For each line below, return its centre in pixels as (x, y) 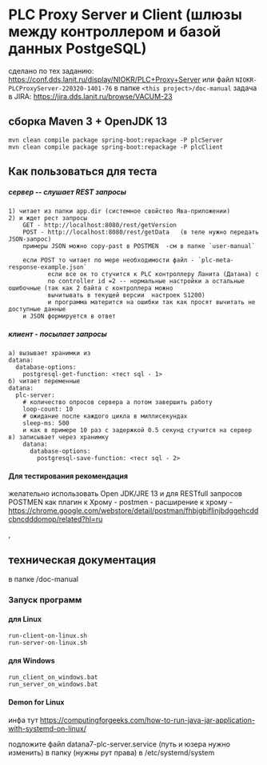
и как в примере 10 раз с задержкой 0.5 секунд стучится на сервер (137, 431)
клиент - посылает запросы (58, 334)
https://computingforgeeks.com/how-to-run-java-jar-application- (147, 720)
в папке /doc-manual (43, 579)
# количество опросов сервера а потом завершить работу (118, 403)
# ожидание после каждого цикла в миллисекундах (105, 417)
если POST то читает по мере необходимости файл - (109, 260)
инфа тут (23, 720)
